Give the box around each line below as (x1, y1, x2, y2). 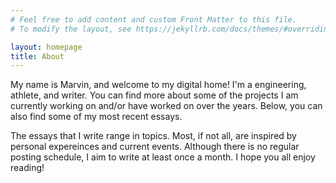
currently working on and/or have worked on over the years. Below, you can (10, 100, 323, 112)
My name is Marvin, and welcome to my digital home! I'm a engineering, (10, 79, 307, 91)
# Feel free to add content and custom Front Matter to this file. (10, 14, 298, 25)
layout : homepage (10, 42, 83, 52)
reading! (10, 162, 45, 174)
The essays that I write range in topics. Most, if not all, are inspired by (10, 130, 297, 142)
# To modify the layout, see (10, 24, 132, 34)
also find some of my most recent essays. (10, 111, 183, 123)
